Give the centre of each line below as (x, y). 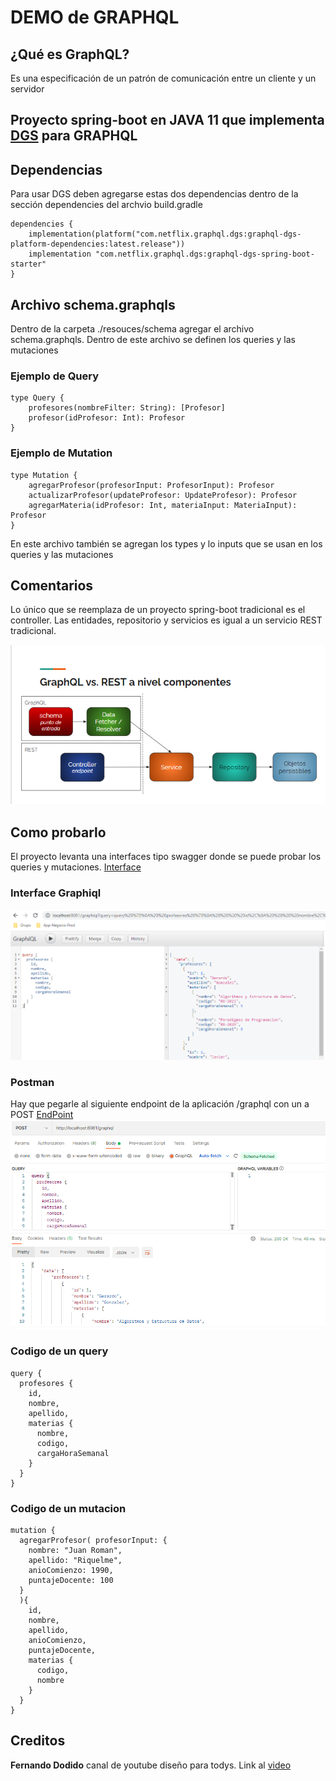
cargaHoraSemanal (73, 1453)
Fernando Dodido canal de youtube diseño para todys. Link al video (151, 1765)
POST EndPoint (42, 1115)
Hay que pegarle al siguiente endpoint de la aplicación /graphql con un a (160, 1104)
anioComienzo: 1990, (71, 1570)
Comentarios (52, 585)
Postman (32, 1082)
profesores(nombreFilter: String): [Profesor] (127, 408)
